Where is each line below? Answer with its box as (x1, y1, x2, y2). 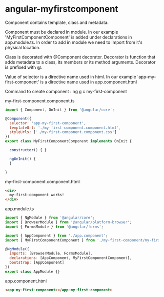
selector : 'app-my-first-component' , (9, 120, 86, 125)
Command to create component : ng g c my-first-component (5, 88, 127, 94)
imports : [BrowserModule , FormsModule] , (9, 251, 93, 256)
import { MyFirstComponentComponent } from (5, 238, 95, 242)
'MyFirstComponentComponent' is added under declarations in (5, 34, 132, 40)
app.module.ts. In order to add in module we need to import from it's (5, 39, 143, 45)
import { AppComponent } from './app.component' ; (5, 233, 108, 238)
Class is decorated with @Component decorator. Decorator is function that (5, 54, 156, 59)
